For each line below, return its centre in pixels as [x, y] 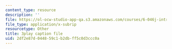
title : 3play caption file [34, 34]
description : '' [23, 15]
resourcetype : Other [27, 29]
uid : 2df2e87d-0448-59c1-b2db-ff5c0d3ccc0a [52, 39]
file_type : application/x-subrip [41, 24]
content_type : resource [31, 10]
